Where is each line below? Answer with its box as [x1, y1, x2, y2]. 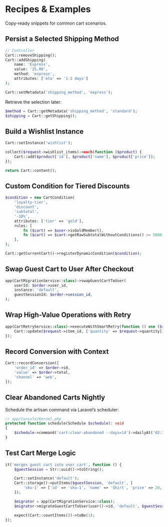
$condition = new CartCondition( [5, 195, 75, 200]
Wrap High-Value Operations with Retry [5, 310, 131, 320]
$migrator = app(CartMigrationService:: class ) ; [14, 499, 115, 504]
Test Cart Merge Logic [5, 449, 76, 458]
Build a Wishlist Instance [5, 127, 84, 136]
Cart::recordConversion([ [5, 361, 59, 366]
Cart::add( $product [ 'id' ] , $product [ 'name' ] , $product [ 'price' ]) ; [14, 154, 155, 159]
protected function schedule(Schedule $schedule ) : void [5, 421, 124, 426]
